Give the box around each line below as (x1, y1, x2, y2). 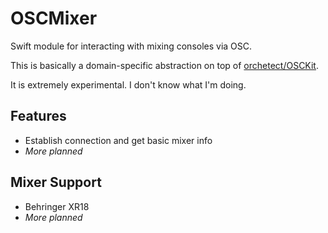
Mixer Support (10, 174, 102, 191)
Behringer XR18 (24, 200, 90, 212)
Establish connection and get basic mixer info (24, 134, 213, 146)
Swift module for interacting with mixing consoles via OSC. (10, 40, 253, 52)
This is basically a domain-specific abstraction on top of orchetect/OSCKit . (10, 59, 319, 71)
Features (10, 108, 67, 125)
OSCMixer (10, 7, 98, 30)
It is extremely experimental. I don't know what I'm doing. (10, 78, 247, 91)
